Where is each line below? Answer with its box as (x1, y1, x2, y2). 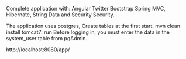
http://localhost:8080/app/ (6, 46, 70, 53)
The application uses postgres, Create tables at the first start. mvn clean (6, 23, 180, 29)
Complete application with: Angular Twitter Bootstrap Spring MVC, (6, 5, 166, 12)
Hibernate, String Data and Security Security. (6, 11, 115, 18)
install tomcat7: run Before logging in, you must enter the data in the (6, 29, 170, 36)
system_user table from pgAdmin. (6, 35, 88, 41)
